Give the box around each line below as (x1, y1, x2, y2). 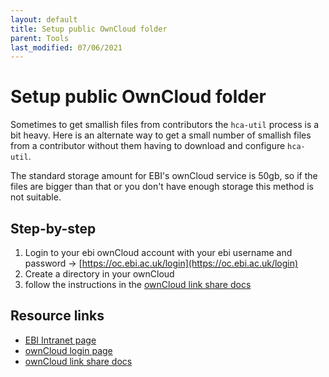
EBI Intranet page (24, 334, 97, 346)
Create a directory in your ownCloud (24, 268, 175, 280)
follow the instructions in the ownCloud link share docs (24, 279, 252, 290)
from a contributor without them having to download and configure (10, 140, 286, 152)
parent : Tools (10, 33, 70, 43)
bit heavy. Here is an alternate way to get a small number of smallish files (10, 129, 312, 141)
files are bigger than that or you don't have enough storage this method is (10, 181, 315, 193)
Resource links (10, 307, 105, 325)
